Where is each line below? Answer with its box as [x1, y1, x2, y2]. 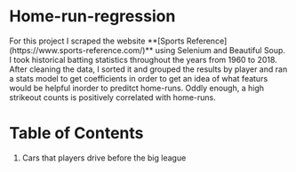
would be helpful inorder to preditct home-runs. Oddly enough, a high [9, 82, 265, 93]
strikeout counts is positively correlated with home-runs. [9, 91, 216, 103]
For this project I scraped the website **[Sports [9, 35, 185, 46]
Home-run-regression [9, 6, 176, 27]
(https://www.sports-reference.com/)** [9, 44, 154, 55]
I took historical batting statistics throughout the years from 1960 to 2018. [9, 54, 277, 65]
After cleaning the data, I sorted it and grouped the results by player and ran [9, 64, 288, 74]
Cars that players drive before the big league [21, 152, 187, 163]
